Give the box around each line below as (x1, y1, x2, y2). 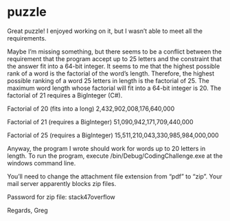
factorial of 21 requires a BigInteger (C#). (7, 91, 123, 100)
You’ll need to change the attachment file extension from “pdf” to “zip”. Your (7, 172, 222, 181)
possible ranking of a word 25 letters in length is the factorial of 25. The (7, 76, 209, 84)
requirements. (7, 34, 47, 42)
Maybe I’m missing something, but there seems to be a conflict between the (7, 47, 222, 56)
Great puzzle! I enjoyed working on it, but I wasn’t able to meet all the (7, 27, 203, 35)
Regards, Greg (7, 206, 48, 214)
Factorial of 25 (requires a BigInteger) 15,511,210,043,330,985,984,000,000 (7, 131, 219, 139)
